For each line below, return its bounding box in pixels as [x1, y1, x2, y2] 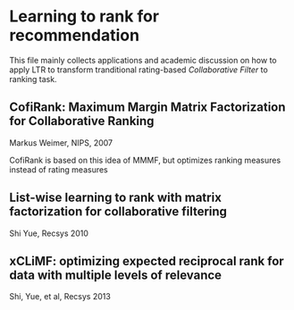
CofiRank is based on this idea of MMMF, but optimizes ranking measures [9, 155, 281, 165]
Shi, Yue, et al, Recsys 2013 [9, 291, 112, 302]
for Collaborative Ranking [9, 113, 155, 129]
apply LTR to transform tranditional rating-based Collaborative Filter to [9, 64, 268, 75]
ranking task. [9, 73, 57, 84]
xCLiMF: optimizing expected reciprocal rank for [9, 253, 284, 269]
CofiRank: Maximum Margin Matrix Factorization [9, 100, 286, 115]
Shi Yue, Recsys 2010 [9, 228, 89, 239]
